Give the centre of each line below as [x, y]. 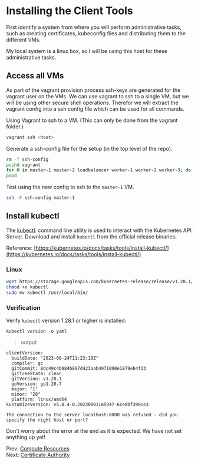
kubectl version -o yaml [37, 332]
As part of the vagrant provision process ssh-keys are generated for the [93, 90]
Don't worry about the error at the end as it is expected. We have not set [94, 431]
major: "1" [25, 389]
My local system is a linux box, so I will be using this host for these [87, 51]
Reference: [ [21, 248]
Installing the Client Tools [70, 11]
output [29, 342]
